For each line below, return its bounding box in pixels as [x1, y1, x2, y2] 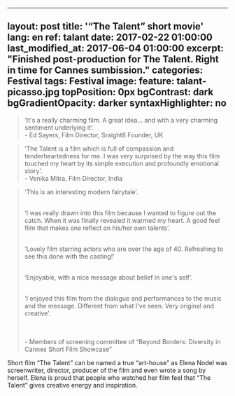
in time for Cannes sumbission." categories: [7, 64, 204, 76]
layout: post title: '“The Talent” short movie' [7, 20, 204, 32]
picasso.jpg [7, 86, 60, 98]
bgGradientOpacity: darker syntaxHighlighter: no [7, 97, 227, 109]
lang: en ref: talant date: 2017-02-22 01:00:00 [7, 32, 213, 43]
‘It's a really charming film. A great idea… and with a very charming [24, 116, 218, 124]
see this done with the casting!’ [24, 252, 115, 260]
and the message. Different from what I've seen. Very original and [24, 301, 215, 310]
